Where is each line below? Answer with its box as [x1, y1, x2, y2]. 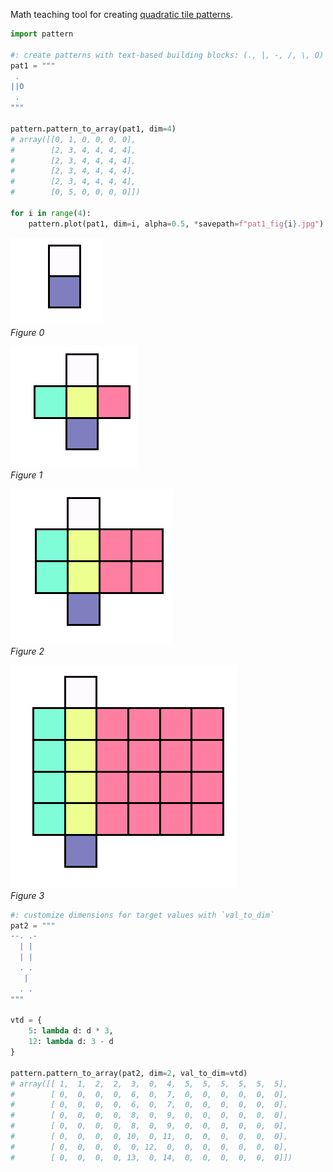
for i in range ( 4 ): [10, 208, 92, 218]
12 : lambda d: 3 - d [28, 1037, 114, 1047]
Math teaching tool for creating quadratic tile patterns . [10, 9, 234, 20]
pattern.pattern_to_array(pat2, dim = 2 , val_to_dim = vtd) [10, 1068, 248, 1078]
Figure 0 [10, 326, 45, 338]
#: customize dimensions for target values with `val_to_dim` [10, 910, 275, 920]
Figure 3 [10, 889, 45, 901]
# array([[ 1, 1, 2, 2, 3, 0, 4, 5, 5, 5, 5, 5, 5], [10, 1079, 288, 1089]
